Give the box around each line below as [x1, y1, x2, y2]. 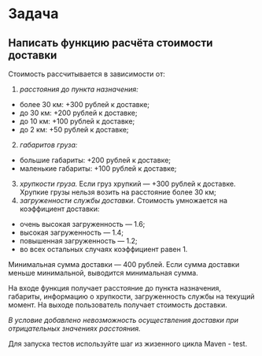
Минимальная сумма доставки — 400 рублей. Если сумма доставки [8, 260, 240, 269]
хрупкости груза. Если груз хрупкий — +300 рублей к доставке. [19, 179, 236, 188]
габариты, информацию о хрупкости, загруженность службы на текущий [8, 292, 255, 301]
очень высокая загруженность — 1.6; [19, 220, 146, 228]
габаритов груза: [19, 140, 78, 150]
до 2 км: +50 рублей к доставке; [19, 125, 129, 134]
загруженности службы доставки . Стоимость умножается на [19, 196, 228, 205]
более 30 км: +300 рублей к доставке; [19, 100, 150, 109]
